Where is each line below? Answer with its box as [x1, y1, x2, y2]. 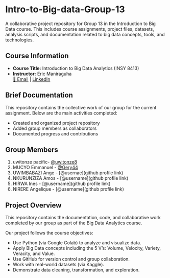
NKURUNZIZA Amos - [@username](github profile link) [12, 175, 129, 181]
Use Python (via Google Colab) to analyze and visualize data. [12, 240, 141, 246]
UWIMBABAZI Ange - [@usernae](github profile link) [12, 170, 124, 176]
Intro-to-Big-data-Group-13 [5, 4, 125, 15]
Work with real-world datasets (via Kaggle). [12, 262, 105, 268]
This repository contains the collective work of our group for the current [5, 104, 157, 110]
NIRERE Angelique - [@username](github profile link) [12, 186, 124, 192]
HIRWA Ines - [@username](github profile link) [12, 180, 111, 187]
